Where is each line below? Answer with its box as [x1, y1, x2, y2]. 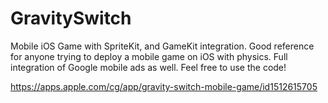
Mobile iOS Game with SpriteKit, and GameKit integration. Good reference [10, 40, 315, 52]
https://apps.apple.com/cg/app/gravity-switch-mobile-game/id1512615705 [10, 80, 318, 92]
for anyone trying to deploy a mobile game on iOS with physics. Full [10, 50, 288, 62]
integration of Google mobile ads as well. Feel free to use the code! [10, 61, 287, 73]
